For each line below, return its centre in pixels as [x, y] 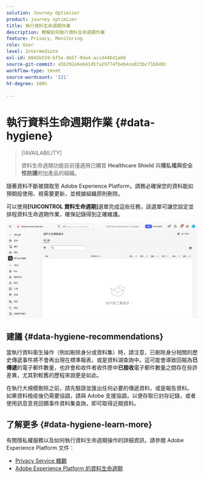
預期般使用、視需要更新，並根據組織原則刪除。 [65, 194]
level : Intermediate [32, 52]
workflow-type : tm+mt [34, 71]
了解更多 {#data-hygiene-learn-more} [80, 424]
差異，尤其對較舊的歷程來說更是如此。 [54, 375]
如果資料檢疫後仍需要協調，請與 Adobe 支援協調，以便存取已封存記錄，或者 [101, 396]
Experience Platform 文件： [40, 448]
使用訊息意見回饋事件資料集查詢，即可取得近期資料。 [73, 403]
